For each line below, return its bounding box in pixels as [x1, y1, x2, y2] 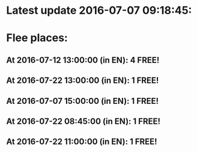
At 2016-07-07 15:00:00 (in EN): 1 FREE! [6, 96, 159, 106]
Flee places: [6, 31, 68, 45]
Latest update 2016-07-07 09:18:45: [6, 4, 192, 17]
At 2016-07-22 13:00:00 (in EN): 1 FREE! [6, 76, 159, 86]
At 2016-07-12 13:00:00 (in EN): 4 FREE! [6, 55, 160, 65]
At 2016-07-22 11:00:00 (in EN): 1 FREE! [6, 136, 157, 147]
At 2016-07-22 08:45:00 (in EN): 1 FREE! [6, 116, 161, 126]
